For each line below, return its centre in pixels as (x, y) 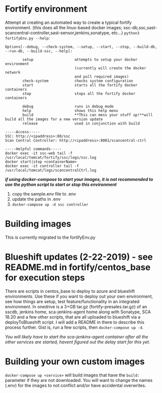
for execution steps (45, 278)
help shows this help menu (70, 110)
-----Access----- (23, 132)
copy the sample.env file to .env (44, 194)
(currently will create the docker (110, 68)
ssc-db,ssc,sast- (140, 27)
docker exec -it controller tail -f (42, 166)
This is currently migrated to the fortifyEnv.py (50, 237)
